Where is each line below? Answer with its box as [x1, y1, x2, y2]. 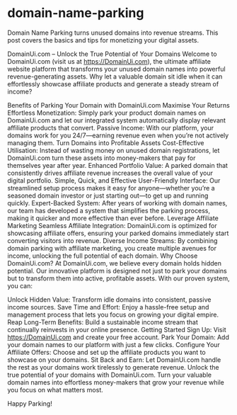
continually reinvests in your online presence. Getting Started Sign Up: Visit [7, 325, 226, 334]
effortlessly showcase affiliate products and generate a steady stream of [7, 79, 219, 88]
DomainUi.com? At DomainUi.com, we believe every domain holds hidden [7, 258, 221, 267]
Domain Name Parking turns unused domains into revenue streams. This [7, 28, 219, 37]
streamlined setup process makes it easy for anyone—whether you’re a [7, 183, 215, 192]
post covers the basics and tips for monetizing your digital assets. [7, 35, 200, 44]
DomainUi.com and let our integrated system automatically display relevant [7, 115, 226, 125]
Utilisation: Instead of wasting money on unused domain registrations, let [7, 146, 220, 154]
